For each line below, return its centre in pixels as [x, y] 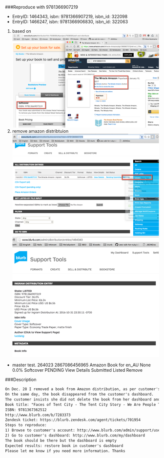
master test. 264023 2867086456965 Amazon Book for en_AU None [82, 365]
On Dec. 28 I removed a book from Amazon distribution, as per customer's [83, 389]
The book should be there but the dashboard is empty [61, 440]
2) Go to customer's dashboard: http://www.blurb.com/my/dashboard [75, 436]
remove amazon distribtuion [40, 131]
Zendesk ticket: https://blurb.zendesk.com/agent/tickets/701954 [73, 420]
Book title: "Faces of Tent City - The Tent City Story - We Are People [81, 404]
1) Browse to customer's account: [40, 430]
